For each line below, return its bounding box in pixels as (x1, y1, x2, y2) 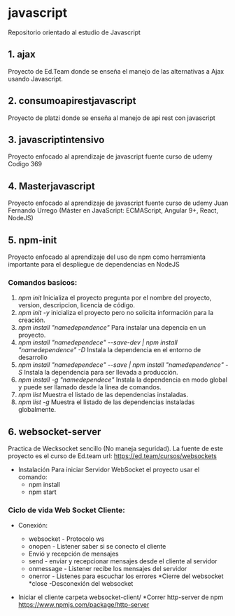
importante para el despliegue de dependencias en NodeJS (8, 260, 180, 268)
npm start (28, 488, 57, 496)
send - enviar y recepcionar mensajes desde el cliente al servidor (28, 557, 218, 565)
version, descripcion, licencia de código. (17, 301, 136, 309)
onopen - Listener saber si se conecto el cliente (28, 542, 166, 551)
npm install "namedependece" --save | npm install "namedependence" (17, 361, 225, 369)
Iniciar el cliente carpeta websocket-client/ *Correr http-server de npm (17, 593, 224, 601)
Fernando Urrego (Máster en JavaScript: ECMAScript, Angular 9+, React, (8, 206, 219, 215)
